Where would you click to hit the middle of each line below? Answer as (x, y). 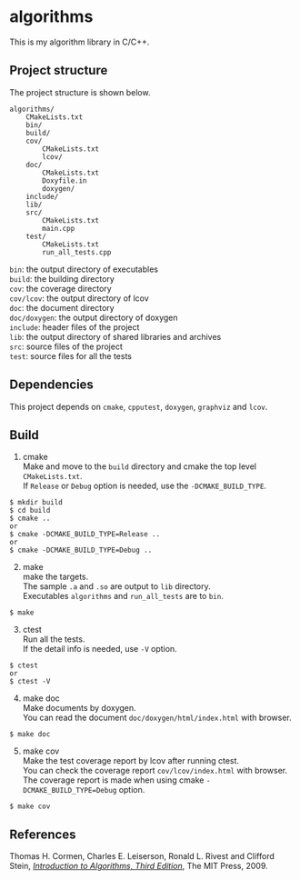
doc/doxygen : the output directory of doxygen (94, 317)
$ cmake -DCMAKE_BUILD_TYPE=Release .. (85, 535)
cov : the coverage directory (60, 288)
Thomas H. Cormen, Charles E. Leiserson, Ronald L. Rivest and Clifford (142, 856)
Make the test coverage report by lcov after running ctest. (130, 761)
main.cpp (59, 228)
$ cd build (30, 511)
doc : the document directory (62, 307)
